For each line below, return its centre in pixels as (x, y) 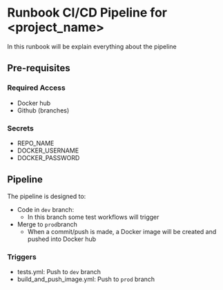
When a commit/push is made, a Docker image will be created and (122, 231)
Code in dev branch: (46, 209)
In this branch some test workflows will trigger (93, 217)
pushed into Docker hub (62, 239)
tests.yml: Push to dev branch (59, 272)
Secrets (21, 128)
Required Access (36, 88)
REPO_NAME (36, 143)
